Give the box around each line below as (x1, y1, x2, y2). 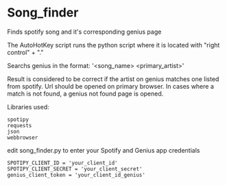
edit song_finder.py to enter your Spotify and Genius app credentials (7, 146, 200, 154)
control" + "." (7, 48, 44, 56)
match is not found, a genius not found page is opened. (7, 89, 164, 98)
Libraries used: (7, 102, 49, 111)
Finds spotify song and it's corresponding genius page (7, 28, 162, 36)
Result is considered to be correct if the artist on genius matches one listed (7, 74, 219, 83)
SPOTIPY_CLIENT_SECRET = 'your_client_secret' (7, 165, 143, 173)
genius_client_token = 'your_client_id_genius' (7, 171, 146, 178)
